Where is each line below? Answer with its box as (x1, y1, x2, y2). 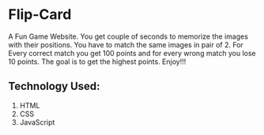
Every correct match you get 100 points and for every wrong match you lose (8, 48, 256, 58)
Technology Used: (8, 80, 100, 93)
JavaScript (19, 117, 55, 127)
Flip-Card (8, 6, 72, 24)
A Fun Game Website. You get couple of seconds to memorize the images (8, 32, 249, 41)
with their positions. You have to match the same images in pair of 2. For (8, 39, 243, 49)
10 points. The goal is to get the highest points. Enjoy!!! (8, 57, 187, 66)
